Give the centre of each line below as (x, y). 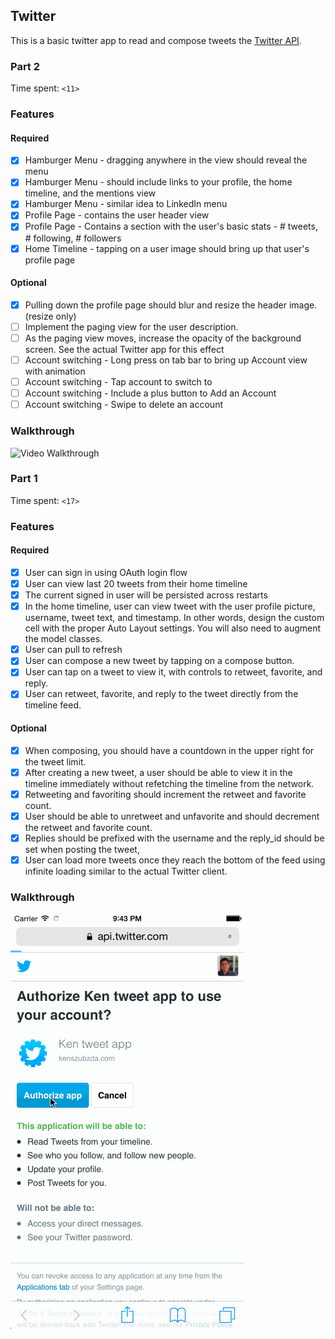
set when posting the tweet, (82, 849)
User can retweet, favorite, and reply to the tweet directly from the (161, 694)
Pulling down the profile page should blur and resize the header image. (171, 305)
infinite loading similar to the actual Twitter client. (126, 871)
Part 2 (25, 66)
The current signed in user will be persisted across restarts (146, 595)
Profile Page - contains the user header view (117, 215)
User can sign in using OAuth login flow (106, 572)
